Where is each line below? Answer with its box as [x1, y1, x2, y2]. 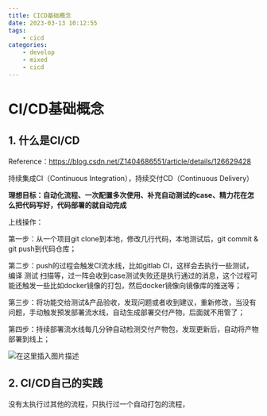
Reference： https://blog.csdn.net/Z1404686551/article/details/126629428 [8, 156, 252, 166]
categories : [8, 41, 48, 49]
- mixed [22, 56, 48, 64]
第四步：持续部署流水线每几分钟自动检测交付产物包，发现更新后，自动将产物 [8, 324, 259, 333]
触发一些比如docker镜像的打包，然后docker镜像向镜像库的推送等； [21, 280, 242, 290]
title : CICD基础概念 [8, 11, 72, 20]
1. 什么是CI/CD [8, 134, 80, 148]
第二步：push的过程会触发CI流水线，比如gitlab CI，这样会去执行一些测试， [8, 260, 253, 270]
